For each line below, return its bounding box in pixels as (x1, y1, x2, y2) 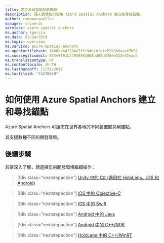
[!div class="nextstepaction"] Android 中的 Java (17, 211, 115, 217)
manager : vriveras (5, 21, 43, 26)
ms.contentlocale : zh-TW (5, 62, 56, 67)
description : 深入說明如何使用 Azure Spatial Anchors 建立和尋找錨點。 (5, 12, 144, 17)
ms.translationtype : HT (5, 58, 54, 63)
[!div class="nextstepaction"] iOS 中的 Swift (17, 201, 107, 207)
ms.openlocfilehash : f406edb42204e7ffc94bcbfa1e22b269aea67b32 (5, 48, 138, 53)
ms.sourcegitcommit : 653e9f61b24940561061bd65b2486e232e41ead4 (5, 53, 138, 58)
